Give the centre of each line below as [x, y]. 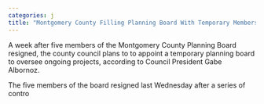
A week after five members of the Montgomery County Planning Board [123, 45]
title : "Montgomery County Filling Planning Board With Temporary [119, 23]
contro [19, 93]
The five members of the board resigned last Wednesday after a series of [127, 85]
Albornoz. [24, 70]
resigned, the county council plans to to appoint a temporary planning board [132, 53]
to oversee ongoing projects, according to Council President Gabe [115, 61]
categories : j [31, 15]
